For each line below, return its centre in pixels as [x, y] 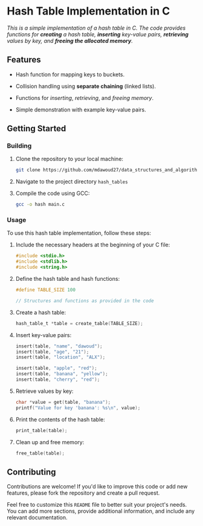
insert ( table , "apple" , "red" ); [56, 368]
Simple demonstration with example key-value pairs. [81, 110]
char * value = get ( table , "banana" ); [63, 402]
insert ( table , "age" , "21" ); [52, 352]
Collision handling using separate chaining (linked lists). [86, 86]
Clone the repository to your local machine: [69, 159]
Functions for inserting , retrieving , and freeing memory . [85, 97]
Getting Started [37, 129]
